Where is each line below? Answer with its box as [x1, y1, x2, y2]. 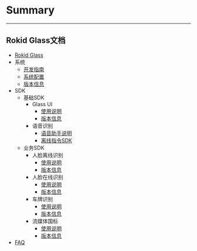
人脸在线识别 [32, 174, 63, 181]
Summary [6, 4, 55, 17]
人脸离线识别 [32, 151, 63, 158]
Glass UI [32, 100, 53, 107]
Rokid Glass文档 [6, 36, 66, 46]
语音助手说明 [40, 130, 72, 137]
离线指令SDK [40, 137, 72, 144]
